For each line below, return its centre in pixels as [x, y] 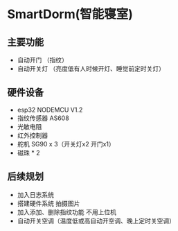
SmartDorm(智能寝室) [70, 14]
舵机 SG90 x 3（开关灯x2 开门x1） [66, 144]
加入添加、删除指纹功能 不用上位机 [66, 212]
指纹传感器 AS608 [43, 118]
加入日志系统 [35, 194]
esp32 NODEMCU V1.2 [50, 110]
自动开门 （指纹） [42, 60]
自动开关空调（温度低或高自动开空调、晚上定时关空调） [96, 221]
